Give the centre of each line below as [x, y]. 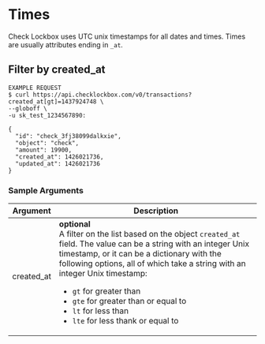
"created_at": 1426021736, [60, 157]
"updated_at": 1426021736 [58, 163]
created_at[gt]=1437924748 [52, 101]
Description [156, 211]
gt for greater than [106, 291]
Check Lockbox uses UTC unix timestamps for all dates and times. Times [127, 36]
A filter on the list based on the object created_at [149, 234]
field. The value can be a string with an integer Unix [154, 244]
